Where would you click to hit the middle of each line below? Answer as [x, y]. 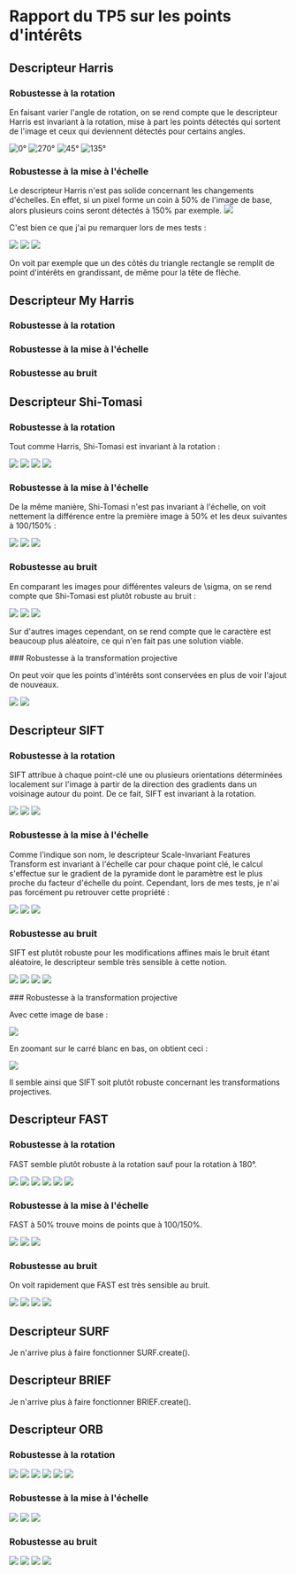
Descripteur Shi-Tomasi [76, 402]
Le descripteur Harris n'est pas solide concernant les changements [132, 191]
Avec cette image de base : [59, 1014]
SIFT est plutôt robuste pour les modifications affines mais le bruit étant [140, 952]
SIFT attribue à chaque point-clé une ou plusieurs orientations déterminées [146, 775]
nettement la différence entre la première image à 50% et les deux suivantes [148, 517]
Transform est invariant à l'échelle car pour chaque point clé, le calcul [136, 864]
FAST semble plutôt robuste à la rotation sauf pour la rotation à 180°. [133, 1164]
